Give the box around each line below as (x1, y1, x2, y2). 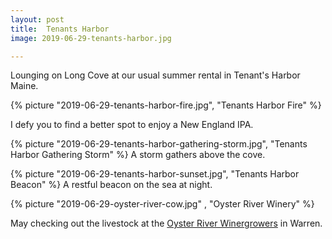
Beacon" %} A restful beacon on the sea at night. (10, 179, 213, 191)
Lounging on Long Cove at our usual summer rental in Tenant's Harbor (10, 69, 301, 81)
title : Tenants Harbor (10, 24, 110, 34)
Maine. (10, 80, 39, 92)
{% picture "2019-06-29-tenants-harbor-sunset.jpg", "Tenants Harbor (10, 168, 300, 180)
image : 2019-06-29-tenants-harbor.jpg (10, 33, 172, 43)
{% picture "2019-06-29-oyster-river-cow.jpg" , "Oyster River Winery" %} (10, 198, 315, 210)
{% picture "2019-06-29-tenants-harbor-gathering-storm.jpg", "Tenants (10, 138, 308, 150)
